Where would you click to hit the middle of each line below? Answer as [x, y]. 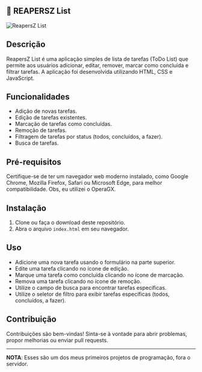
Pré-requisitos [34, 162]
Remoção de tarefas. [41, 130]
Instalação [26, 208]
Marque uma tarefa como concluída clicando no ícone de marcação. [99, 275]
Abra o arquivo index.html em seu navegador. [72, 229]
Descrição [26, 45]
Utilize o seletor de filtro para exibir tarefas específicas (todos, [92, 294]
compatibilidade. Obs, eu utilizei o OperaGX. [61, 189]
